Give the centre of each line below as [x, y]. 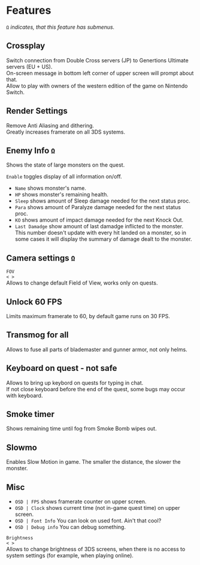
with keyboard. [25, 395]
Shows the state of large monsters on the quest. [66, 165]
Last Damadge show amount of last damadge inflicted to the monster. [99, 226]
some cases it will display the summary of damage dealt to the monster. [104, 239]
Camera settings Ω [41, 258]
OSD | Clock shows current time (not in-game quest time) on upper [98, 508]
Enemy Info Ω [31, 150]
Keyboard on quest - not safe [62, 368]
